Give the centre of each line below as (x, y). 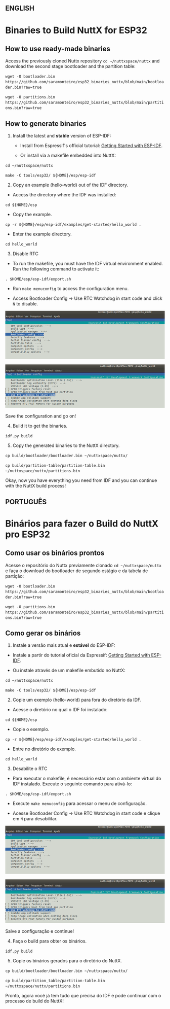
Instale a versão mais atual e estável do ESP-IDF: (64, 645)
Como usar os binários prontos (55, 553)
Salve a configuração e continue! (40, 931)
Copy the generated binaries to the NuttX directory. (66, 445)
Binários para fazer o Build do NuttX (82, 523)
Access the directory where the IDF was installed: (64, 195)
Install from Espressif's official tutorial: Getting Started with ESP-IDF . (91, 146)
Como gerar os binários (43, 633)
